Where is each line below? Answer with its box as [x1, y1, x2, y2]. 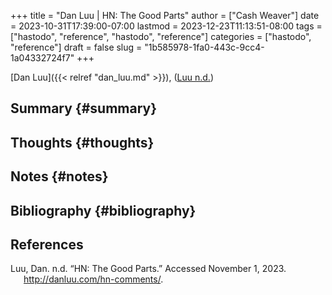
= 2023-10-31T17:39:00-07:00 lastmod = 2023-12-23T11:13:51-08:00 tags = [10, 20, 323, 32]
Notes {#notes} [10, 168, 109, 185]
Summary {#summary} [10, 100, 158, 117]
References [10, 236, 84, 253]
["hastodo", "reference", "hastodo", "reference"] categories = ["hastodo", [10, 31, 312, 42]
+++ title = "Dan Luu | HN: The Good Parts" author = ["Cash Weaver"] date [10, 10, 320, 21]
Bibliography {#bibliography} [10, 202, 197, 219]
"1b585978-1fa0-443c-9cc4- [144, 41, 265, 53]
